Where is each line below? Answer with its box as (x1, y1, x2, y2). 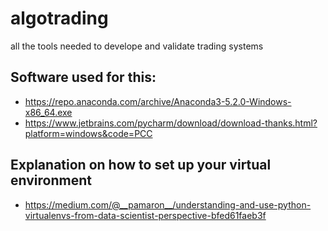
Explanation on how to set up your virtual (10, 157, 272, 174)
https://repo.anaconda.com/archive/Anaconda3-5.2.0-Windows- (24, 95, 292, 107)
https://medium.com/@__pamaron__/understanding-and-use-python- (24, 198, 312, 211)
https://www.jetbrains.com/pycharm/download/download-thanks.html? (24, 117, 318, 129)
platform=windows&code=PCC (24, 127, 153, 139)
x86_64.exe (24, 106, 73, 118)
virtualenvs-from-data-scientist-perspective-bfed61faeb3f (24, 209, 267, 221)
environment (10, 172, 92, 189)
